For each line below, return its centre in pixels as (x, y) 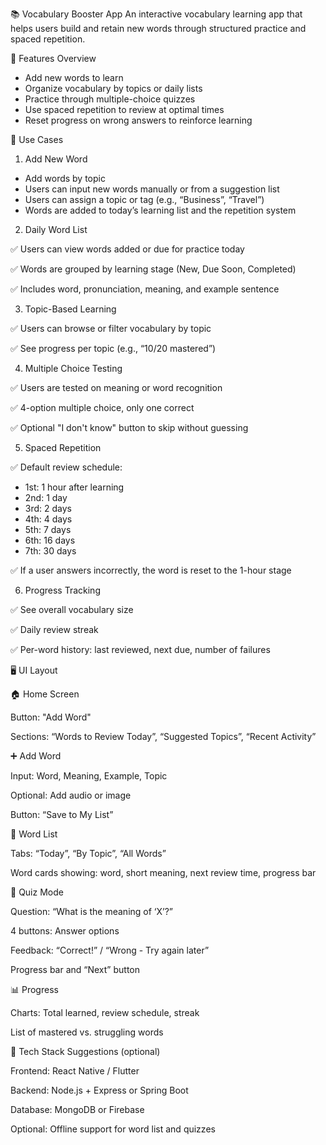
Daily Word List (56, 229)
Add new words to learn (74, 77)
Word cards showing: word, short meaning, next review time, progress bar (163, 872)
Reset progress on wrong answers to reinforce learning (138, 120)
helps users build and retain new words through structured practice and (158, 28)
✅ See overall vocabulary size (72, 609)
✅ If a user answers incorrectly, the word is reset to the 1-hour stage (151, 570)
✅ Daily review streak (54, 629)
